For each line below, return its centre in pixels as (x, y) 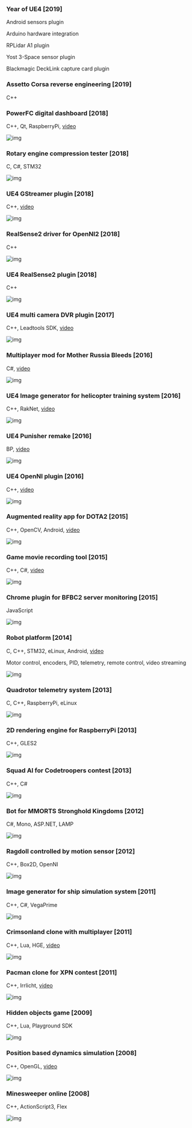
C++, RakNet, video (31, 409)
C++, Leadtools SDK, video (40, 328)
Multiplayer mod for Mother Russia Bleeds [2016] (79, 355)
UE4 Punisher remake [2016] (49, 436)
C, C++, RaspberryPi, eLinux (42, 703)
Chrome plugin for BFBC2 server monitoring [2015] (82, 598)
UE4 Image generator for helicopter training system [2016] (94, 395)
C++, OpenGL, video (32, 1066)
